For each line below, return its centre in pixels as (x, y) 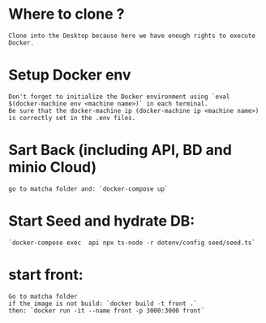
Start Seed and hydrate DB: (102, 221)
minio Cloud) (53, 168)
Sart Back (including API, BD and (120, 150)
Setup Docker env (70, 75)
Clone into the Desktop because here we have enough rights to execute (132, 36)
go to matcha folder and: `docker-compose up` (88, 189)
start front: (46, 275)
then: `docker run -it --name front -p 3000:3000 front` (107, 310)
